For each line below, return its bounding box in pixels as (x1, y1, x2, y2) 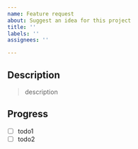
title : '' (7, 23, 37, 30)
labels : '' (7, 30, 40, 37)
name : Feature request (7, 10, 74, 18)
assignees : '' (7, 37, 50, 44)
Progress (7, 108, 48, 120)
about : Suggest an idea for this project (7, 17, 132, 24)
